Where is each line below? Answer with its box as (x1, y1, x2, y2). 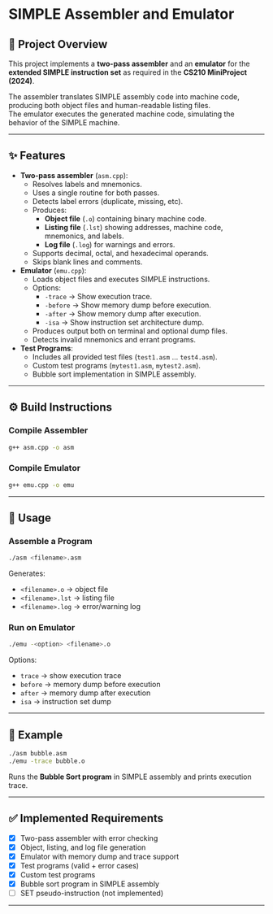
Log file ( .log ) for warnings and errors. (44, 239, 175, 249)
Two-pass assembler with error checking (19, 833, 158, 842)
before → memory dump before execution (19, 680, 161, 690)
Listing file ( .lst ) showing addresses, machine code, (44, 222, 223, 232)
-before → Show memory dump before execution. (44, 300, 211, 310)
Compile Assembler (8, 424, 89, 436)
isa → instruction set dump (19, 697, 112, 707)
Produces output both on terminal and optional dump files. (32, 326, 228, 336)
